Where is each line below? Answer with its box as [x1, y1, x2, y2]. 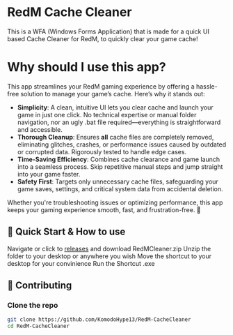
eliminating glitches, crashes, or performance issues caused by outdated [17, 140, 227, 149]
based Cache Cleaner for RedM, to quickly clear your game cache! [7, 34, 198, 43]
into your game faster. [17, 170, 81, 178]
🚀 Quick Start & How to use [7, 226, 126, 238]
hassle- [195, 82, 218, 91]
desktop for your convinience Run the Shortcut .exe [7, 259, 155, 267]
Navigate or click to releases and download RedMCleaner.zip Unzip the [7, 244, 211, 253]
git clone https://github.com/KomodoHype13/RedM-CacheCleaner [7, 316, 191, 323]
